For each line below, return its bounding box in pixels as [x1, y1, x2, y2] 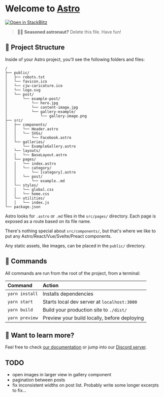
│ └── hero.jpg [5, 100, 58, 105]
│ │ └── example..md [5, 178, 65, 183]
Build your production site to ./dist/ [42, 306, 127, 313]
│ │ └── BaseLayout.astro [5, 152, 67, 157]
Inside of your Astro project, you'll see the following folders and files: [5, 56, 145, 62]
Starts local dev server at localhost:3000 [42, 298, 137, 305]
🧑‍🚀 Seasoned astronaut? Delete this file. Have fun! [17, 29, 122, 35]
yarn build [7, 307, 33, 312]
